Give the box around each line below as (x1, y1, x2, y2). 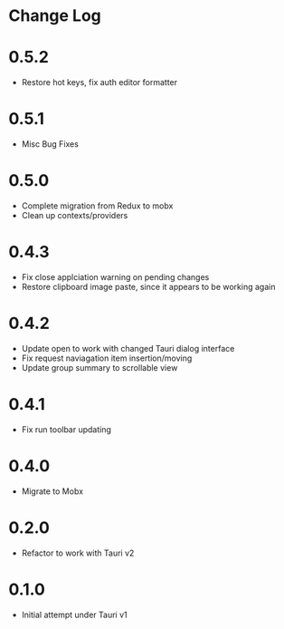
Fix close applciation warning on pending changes (21, 271, 210, 282)
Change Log (8, 5, 101, 26)
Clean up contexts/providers (21, 210, 128, 220)
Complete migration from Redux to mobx (21, 200, 174, 211)
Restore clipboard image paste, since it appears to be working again (21, 281, 276, 292)
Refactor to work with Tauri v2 (21, 547, 135, 558)
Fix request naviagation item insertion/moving (21, 353, 193, 363)
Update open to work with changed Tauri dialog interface (21, 343, 235, 353)
